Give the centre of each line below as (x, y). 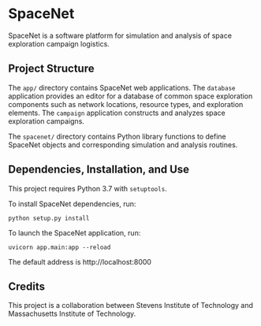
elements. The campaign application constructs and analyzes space (117, 113)
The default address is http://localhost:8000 (80, 261)
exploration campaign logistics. (59, 43)
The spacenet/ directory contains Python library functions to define (117, 136)
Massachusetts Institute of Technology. (72, 314)
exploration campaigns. (47, 121)
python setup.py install (49, 218)
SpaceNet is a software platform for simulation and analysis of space (120, 35)
